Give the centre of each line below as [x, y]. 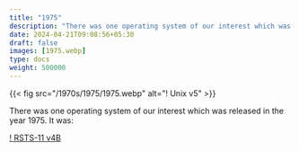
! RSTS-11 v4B [35, 138]
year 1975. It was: [41, 120]
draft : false [34, 43]
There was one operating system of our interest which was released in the [147, 111]
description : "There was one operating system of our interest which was [150, 26]
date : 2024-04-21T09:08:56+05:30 [72, 34]
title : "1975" [36, 18]
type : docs [30, 59]
